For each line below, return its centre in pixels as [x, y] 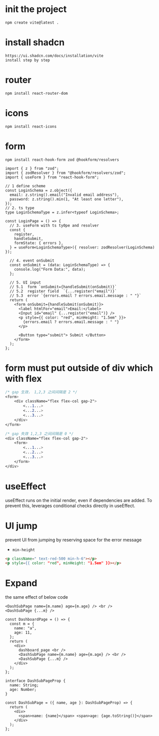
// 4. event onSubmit [32, 261]
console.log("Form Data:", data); [50, 269]
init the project [36, 9]
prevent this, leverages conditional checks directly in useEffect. [70, 506]
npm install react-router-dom [37, 93]
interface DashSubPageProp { [35, 681]
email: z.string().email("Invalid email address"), [65, 195]
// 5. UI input [25, 282]
